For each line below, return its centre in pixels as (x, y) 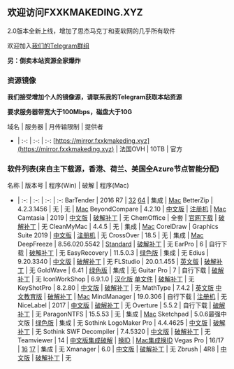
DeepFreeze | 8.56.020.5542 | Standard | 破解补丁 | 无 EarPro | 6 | (112, 244)
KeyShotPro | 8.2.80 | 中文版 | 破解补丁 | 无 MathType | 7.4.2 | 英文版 (116, 288)
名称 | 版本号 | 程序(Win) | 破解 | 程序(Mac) (68, 186)
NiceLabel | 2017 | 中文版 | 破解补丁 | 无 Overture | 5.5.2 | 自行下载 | (114, 305)
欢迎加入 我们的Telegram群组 (48, 46)
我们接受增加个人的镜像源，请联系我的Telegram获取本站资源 (95, 97)
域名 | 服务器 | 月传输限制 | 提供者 (55, 127)
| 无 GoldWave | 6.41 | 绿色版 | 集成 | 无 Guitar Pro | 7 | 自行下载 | (118, 270)
